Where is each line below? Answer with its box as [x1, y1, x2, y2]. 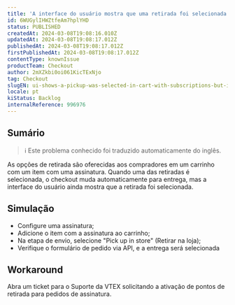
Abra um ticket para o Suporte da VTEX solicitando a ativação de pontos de [7, 283, 225, 291]
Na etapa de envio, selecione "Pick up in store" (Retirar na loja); [17, 236, 201, 245]
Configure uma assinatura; [17, 221, 94, 229]
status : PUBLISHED [7, 23, 61, 30]
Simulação [7, 203, 55, 215]
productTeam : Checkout [7, 62, 73, 69]
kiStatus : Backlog [7, 95, 61, 102]
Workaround [7, 264, 64, 276]
